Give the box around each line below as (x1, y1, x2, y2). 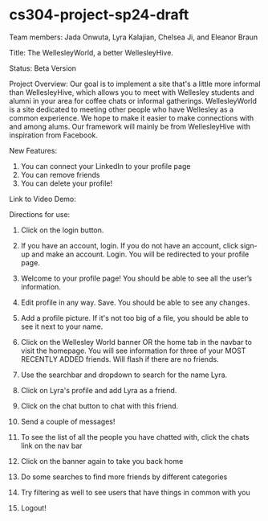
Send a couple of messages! (20, 416, 116, 426)
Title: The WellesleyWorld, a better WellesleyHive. (9, 47, 173, 57)
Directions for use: (9, 209, 71, 219)
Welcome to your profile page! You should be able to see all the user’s (20, 273, 252, 283)
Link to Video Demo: (9, 194, 77, 203)
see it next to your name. (20, 322, 104, 331)
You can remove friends (20, 170, 100, 179)
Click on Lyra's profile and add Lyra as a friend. (20, 385, 177, 395)
